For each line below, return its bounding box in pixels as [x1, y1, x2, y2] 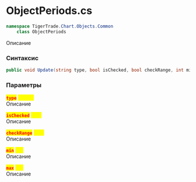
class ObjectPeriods [16, 29, 66, 34]
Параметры [6, 80, 42, 89]
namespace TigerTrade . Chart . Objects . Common [6, 23, 114, 29]
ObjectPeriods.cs [6, 4, 93, 17]
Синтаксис [6, 54, 39, 62]
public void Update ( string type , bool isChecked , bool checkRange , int [6, 67, 184, 73]
